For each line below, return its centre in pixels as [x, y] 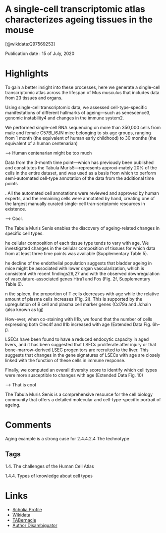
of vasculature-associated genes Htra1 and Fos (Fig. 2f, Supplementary [78, 279]
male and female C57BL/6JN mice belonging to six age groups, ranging [78, 133]
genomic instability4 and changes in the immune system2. [65, 118]
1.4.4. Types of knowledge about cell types [49, 476]
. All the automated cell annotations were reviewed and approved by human [82, 193]
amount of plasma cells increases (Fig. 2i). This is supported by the [74, 299]
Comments [28, 425]
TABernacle [24, 520]
